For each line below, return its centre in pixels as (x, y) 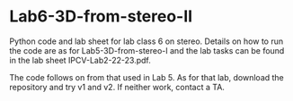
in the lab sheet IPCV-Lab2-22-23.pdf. (80, 60)
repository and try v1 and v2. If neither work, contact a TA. (117, 87)
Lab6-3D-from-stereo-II (101, 17)
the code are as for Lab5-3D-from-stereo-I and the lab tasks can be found (147, 50)
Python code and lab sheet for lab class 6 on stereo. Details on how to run (146, 41)
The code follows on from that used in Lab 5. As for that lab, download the (147, 77)
